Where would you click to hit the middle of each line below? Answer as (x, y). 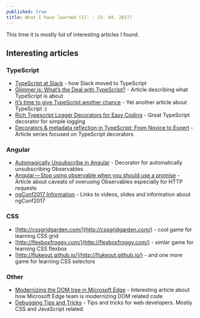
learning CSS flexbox (41, 249)
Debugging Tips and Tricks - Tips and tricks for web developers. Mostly (104, 302)
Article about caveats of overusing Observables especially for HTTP (99, 182)
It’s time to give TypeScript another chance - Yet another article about (101, 102)
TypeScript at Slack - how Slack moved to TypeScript (81, 83)
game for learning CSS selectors (55, 261)
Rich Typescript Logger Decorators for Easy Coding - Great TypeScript (102, 115)
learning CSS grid (37, 236)
